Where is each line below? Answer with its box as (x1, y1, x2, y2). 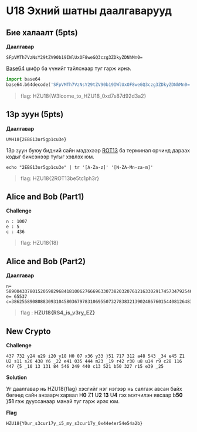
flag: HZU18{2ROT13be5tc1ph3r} (20, 175, 100, 182)
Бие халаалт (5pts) (6, 28, 78, 38)
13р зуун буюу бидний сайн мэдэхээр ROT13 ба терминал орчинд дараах (6, 147, 191, 154)
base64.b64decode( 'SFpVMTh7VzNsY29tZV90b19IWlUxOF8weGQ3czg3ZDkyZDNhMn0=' (6, 81, 193, 88)
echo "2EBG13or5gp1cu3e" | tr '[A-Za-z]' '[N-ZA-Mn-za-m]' (6, 164, 154, 170)
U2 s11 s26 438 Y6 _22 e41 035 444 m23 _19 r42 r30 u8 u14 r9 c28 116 (6, 358, 182, 364)
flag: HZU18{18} (20, 240, 59, 247)
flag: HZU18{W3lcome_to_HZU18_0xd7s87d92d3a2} (20, 92, 147, 99)
